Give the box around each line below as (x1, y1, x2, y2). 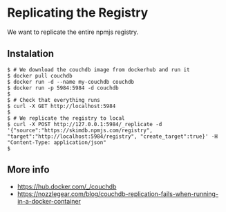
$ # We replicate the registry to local (7, 114, 126, 122)
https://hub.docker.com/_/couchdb (17, 182, 117, 191)
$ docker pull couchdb (7, 72, 73, 79)
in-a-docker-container (17, 197, 82, 205)
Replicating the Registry (7, 5, 149, 21)
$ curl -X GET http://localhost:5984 (7, 103, 116, 109)
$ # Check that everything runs (7, 96, 100, 103)
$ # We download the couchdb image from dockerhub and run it (7, 66, 190, 73)
